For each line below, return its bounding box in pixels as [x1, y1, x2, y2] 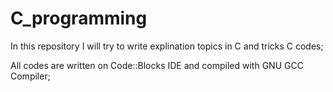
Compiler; [10, 70, 51, 82]
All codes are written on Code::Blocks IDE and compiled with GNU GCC [10, 59, 304, 71]
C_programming [10, 7, 148, 30]
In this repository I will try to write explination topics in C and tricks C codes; [10, 40, 324, 52]
